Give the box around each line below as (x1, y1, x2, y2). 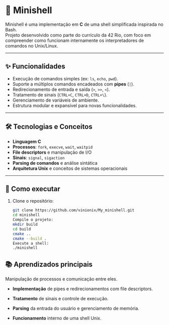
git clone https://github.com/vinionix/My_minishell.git (12, 208, 135, 213)
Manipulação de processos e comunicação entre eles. (5, 276, 118, 282)
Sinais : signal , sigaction (12, 154, 65, 161)
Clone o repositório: (12, 198, 54, 204)
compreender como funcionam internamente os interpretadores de (5, 37, 144, 43)
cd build (12, 226, 31, 231)
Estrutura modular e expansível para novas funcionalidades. (12, 102, 137, 108)
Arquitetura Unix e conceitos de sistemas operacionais (12, 165, 128, 171)
